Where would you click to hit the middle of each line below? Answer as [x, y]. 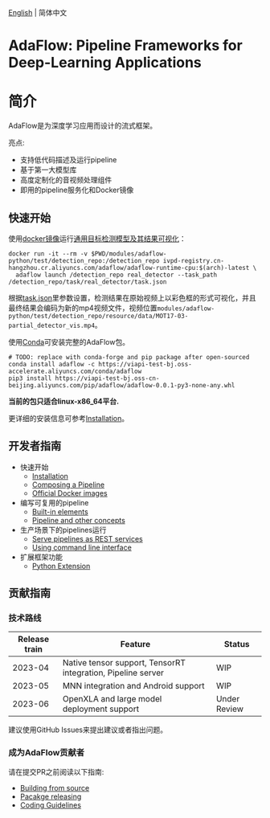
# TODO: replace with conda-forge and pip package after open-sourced [129, 357]
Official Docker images [70, 493]
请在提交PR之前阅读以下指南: [56, 771]
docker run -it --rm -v [48, 254]
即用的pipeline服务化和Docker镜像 [77, 190]
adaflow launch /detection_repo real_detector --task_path [117, 275]
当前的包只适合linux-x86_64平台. [64, 401]
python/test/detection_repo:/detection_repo [84, 260]
